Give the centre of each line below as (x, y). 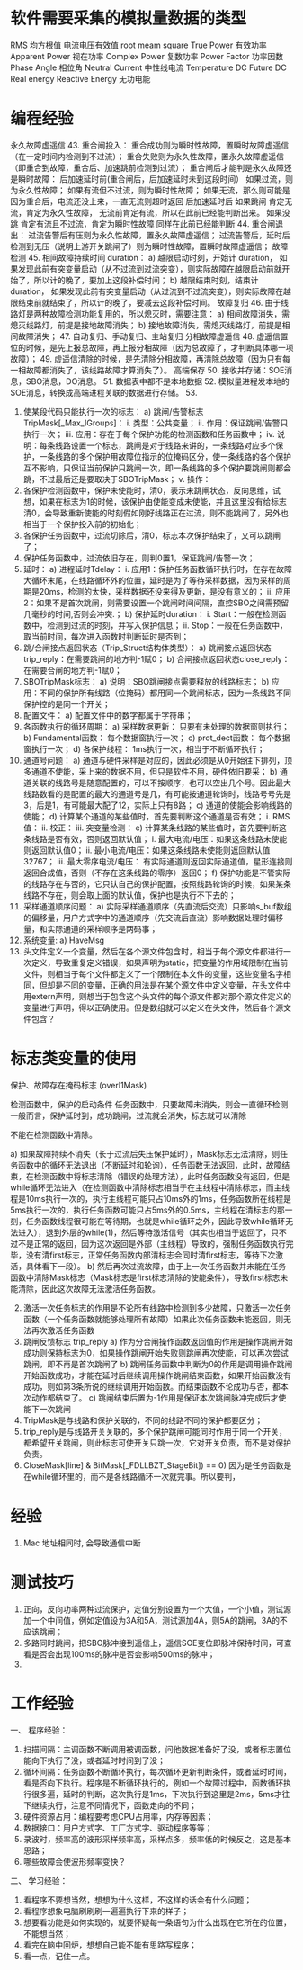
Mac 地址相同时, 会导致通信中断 (82, 1543)
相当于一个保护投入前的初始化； (82, 524)
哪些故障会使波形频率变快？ (75, 1861)
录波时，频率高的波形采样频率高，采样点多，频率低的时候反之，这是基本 (157, 1839)
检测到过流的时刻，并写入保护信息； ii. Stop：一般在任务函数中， (167, 625)
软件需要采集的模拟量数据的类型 (129, 18)
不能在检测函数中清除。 (53, 1134)
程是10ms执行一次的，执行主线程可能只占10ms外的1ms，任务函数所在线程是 (151, 1198)
